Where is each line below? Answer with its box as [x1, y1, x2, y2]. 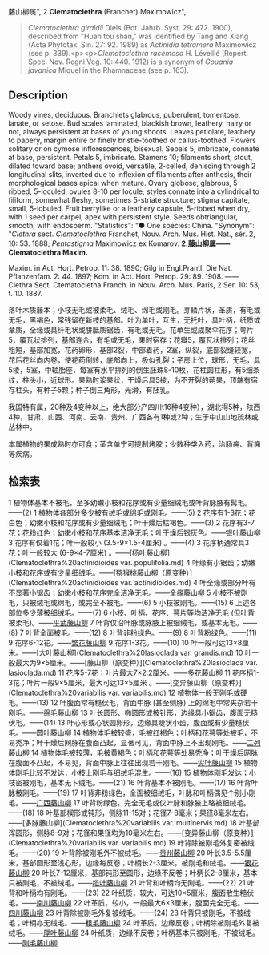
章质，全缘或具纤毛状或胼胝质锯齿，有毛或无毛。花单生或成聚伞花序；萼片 [8, 325, 254, 335]
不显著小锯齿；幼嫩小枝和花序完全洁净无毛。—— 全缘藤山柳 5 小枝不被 [8, 588, 242, 597]
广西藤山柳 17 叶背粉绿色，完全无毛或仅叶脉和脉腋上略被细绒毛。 [36, 797, 251, 807]
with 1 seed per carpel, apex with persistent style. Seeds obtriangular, [8, 211, 239, 222]
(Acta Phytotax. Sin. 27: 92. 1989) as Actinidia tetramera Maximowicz [27, 40, 257, 50]
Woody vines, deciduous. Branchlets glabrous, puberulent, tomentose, [8, 110, 241, 119]
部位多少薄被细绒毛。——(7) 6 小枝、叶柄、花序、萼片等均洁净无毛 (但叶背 [8, 608, 255, 617]
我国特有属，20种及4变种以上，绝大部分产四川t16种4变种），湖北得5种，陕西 [8, 402, 261, 411]
